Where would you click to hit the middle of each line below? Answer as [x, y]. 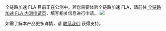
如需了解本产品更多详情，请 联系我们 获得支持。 [54, 23]
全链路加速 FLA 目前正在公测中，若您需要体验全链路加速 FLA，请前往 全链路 [83, 7]
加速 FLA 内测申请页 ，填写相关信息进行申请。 [52, 13]
